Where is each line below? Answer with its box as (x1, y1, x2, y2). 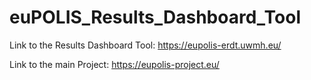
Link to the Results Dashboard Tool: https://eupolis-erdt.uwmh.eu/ (9, 39, 282, 51)
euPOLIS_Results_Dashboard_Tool (9, 6, 301, 29)
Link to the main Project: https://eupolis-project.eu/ (9, 58, 220, 70)
